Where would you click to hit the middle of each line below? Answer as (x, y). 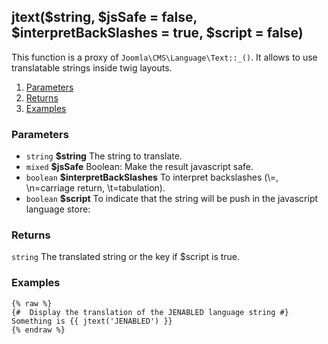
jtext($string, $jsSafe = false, (104, 17)
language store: (58, 209)
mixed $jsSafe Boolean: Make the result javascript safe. (139, 167)
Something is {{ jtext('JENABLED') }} (92, 321)
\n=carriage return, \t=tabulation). (95, 188)
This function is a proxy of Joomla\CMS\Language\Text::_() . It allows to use (164, 57)
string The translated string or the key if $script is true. (126, 257)
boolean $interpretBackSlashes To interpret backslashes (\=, (152, 177)
